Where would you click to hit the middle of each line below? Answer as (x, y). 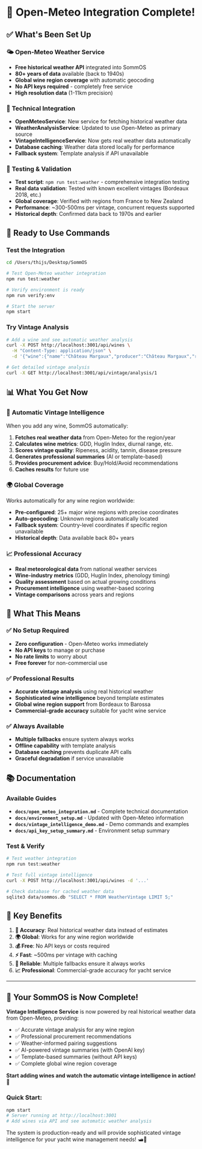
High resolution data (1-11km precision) (64, 93)
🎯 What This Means (44, 614)
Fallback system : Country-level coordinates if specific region (91, 525)
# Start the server (31, 306)
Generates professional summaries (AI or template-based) (89, 456)
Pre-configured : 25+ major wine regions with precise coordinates (96, 512)
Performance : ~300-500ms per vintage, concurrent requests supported (105, 207)
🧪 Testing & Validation (39, 169)
